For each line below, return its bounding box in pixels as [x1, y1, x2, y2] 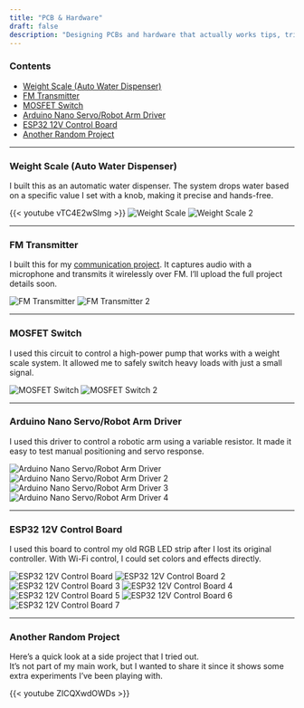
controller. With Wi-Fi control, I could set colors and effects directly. [9, 553, 261, 564]
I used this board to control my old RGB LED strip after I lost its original [9, 544, 271, 555]
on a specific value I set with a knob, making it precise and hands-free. [9, 189, 274, 200]
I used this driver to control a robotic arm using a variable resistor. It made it [9, 435, 292, 446]
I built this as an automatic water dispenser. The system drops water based [9, 180, 290, 191]
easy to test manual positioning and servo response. [9, 445, 205, 456]
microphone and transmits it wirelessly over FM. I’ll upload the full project [9, 269, 283, 280]
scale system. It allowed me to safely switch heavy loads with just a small [9, 357, 282, 368]
